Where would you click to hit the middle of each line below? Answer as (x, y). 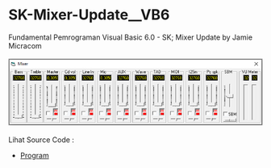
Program (35, 156)
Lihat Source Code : (42, 140)
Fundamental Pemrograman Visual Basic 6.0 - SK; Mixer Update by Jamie (130, 37)
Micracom (25, 45)
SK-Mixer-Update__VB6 (89, 15)
